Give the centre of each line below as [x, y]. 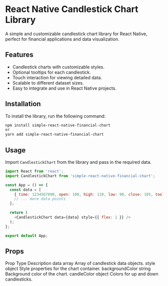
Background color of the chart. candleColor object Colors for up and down [82, 274]
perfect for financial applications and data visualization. [62, 39]
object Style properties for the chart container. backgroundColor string [78, 268]
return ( [19, 213]
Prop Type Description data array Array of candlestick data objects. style [80, 263]
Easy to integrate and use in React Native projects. [64, 88]
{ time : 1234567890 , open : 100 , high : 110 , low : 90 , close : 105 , [84, 194]
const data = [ [25, 190]
